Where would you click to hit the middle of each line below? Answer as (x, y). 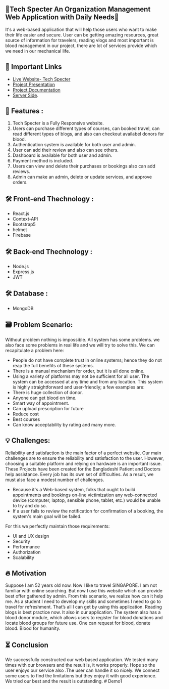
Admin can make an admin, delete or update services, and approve (82, 177)
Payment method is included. (43, 161)
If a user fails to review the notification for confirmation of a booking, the (88, 511)
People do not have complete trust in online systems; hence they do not (87, 360)
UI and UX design (31, 536)
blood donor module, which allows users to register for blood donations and (84, 618)
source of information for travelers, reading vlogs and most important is (79, 40)
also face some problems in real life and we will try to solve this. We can (80, 345)
